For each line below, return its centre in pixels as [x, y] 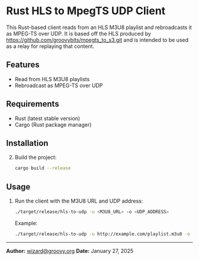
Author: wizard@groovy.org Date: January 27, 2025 [70, 251]
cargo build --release [43, 168]
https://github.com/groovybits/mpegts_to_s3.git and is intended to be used [97, 40]
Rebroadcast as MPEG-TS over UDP [59, 85]
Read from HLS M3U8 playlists [52, 79]
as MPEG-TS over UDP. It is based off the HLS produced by [78, 33]
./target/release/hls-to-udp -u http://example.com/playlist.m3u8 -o [102, 234]
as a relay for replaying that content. [50, 46]
